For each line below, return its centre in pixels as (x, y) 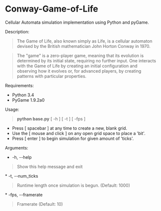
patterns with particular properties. (51, 76)
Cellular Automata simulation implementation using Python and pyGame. (77, 22)
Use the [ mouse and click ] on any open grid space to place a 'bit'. (79, 133)
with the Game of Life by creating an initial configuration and (77, 66)
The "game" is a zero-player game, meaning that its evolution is (80, 55)
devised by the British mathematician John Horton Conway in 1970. (84, 46)
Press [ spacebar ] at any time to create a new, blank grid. (69, 128)
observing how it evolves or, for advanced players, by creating (79, 71)
